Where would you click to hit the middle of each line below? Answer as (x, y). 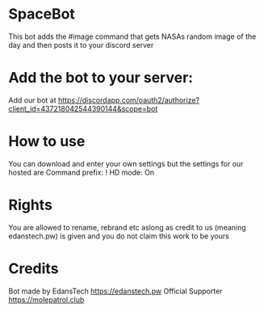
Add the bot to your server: (101, 78)
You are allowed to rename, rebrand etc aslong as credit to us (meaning (127, 227)
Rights (30, 205)
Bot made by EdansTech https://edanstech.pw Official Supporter (115, 291)
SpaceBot (42, 14)
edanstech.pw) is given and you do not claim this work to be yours (119, 236)
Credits (34, 268)
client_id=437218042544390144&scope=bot (83, 108)
